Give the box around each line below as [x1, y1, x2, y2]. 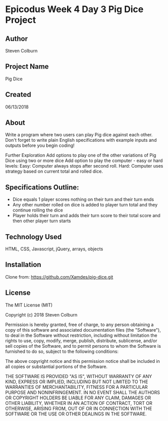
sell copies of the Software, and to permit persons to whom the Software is [5, 343, 161, 349]
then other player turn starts [12, 218, 72, 224]
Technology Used [5, 232, 62, 241]
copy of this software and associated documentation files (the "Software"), [5, 327, 161, 333]
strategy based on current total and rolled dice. [5, 168, 103, 175]
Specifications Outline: [5, 183, 79, 191]
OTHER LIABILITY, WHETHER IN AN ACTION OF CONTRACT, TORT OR [5, 400, 152, 406]
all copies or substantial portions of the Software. [5, 363, 107, 370]
